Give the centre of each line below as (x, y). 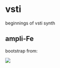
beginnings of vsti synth (30, 23)
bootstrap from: (21, 50)
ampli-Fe (20, 39)
